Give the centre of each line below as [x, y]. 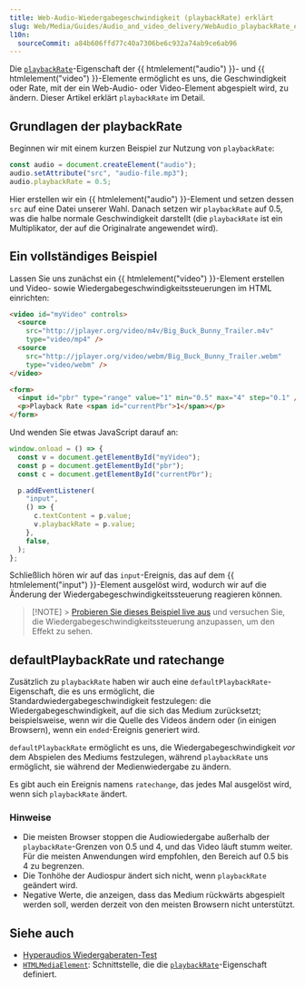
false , [38, 541]
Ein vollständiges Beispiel [84, 256]
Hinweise [30, 817]
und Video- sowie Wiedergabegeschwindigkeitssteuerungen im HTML [141, 288]
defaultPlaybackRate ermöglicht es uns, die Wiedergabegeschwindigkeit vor [152, 748]
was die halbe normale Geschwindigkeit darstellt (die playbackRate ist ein [146, 218]
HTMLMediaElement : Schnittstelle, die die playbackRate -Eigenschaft [145, 965]
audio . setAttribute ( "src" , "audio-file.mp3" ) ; [99, 173]
